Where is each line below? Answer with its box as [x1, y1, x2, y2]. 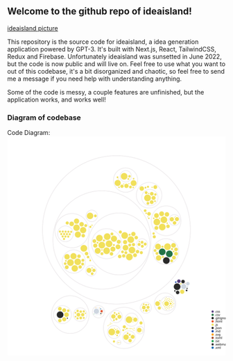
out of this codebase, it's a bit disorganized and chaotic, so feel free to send [7, 67, 225, 75]
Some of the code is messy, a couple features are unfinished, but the [7, 88, 205, 96]
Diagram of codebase [7, 113, 81, 122]
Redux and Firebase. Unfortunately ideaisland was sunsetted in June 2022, [7, 52, 222, 61]
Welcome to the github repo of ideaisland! [7, 6, 192, 17]
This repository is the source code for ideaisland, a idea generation [7, 38, 199, 46]
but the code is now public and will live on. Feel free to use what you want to [7, 59, 226, 68]
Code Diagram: [7, 129, 51, 137]
